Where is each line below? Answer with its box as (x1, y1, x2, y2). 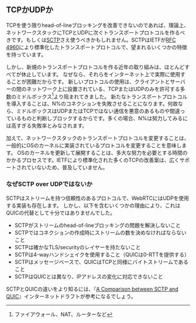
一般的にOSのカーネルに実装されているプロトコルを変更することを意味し (6, 142, 182, 149)
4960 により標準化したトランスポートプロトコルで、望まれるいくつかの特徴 (6, 43, 188, 50)
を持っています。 (6, 51, 47, 58)
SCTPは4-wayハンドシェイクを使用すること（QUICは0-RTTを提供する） (14, 251, 190, 258)
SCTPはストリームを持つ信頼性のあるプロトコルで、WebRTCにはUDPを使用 (6, 195, 190, 202)
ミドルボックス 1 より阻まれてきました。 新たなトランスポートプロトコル (16, 92, 188, 100)
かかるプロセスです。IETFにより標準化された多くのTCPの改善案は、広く (6, 157, 180, 164)
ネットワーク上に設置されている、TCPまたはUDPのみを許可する (26, 85, 180, 92)
